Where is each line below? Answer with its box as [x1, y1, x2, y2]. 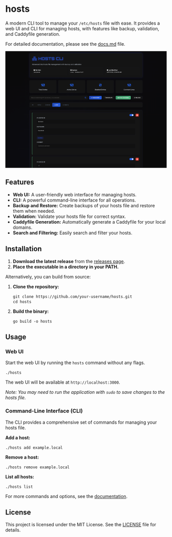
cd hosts [12, 299, 32, 304]
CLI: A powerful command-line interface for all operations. [12, 197, 136, 203]
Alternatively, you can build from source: [5, 273, 91, 280]
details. [5, 527, 21, 533]
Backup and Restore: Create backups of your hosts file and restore [12, 202, 155, 208]
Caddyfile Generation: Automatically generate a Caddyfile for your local [12, 218, 166, 225]
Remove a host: [5, 454, 39, 460]
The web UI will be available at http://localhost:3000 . [5, 379, 120, 385]
